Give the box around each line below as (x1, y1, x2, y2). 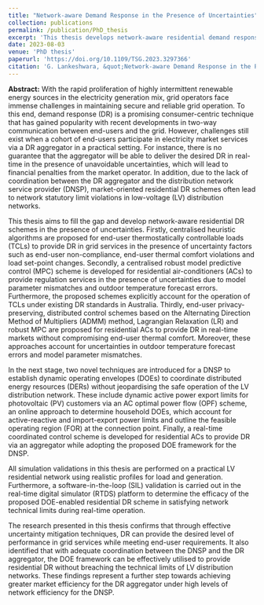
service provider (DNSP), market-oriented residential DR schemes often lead (8, 184, 256, 193)
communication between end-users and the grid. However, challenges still (8, 126, 249, 135)
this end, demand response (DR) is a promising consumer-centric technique (8, 109, 254, 119)
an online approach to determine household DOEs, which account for (8, 406, 232, 416)
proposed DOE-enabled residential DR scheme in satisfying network (8, 497, 229, 507)
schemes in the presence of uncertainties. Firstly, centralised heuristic (8, 225, 236, 234)
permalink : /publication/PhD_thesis (8, 26, 128, 34)
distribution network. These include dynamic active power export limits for (8, 390, 249, 399)
